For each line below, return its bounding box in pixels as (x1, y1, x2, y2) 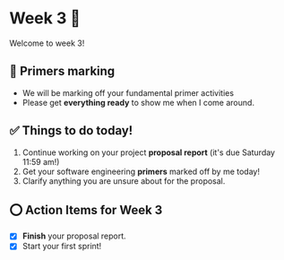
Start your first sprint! (22, 241, 102, 252)
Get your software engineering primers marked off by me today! (22, 166, 260, 177)
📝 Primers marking (9, 64, 116, 79)
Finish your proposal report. (22, 230, 127, 241)
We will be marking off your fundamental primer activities (22, 87, 235, 98)
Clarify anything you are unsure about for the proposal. (22, 175, 226, 186)
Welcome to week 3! (9, 38, 85, 48)
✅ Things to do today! (9, 123, 133, 138)
